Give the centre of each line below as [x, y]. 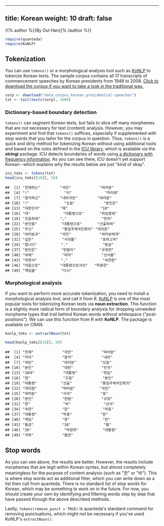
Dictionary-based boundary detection [51, 112]
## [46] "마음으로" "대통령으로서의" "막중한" [57, 266]
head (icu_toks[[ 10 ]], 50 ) [31, 178]
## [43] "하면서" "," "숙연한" [61, 260]
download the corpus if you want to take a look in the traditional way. [74, 86]
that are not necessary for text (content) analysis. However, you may [74, 128]
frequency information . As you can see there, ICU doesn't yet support [75, 159]
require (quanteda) [24, 39]
